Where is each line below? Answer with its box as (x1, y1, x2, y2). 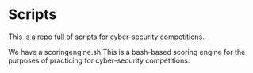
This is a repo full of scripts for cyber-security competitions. (8, 32, 205, 41)
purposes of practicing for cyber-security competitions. (8, 56, 190, 65)
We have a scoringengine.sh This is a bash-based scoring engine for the (8, 47, 246, 56)
